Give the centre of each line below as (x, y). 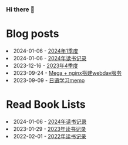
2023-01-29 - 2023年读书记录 (50, 128)
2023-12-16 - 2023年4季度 (46, 65)
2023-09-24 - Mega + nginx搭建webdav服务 (68, 72)
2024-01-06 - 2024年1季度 (46, 51)
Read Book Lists (46, 105)
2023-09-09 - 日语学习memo (49, 80)
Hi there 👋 (21, 9)
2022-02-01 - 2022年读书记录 (50, 136)
